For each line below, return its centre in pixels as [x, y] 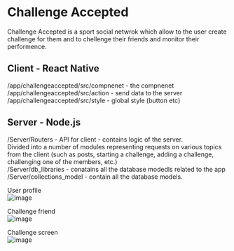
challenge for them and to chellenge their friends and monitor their [103, 39]
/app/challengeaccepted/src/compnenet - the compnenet [91, 86]
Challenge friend [32, 211]
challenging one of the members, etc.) [62, 161]
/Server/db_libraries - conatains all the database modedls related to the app [116, 169]
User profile [25, 190]
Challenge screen [33, 232]
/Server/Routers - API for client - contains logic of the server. [95, 139]
